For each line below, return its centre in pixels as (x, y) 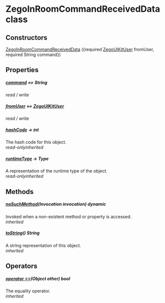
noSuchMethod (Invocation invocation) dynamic (56, 204)
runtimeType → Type (27, 159)
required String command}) (33, 55)
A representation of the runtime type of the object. (56, 171)
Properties (22, 70)
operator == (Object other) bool (38, 278)
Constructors (27, 38)
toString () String (23, 233)
